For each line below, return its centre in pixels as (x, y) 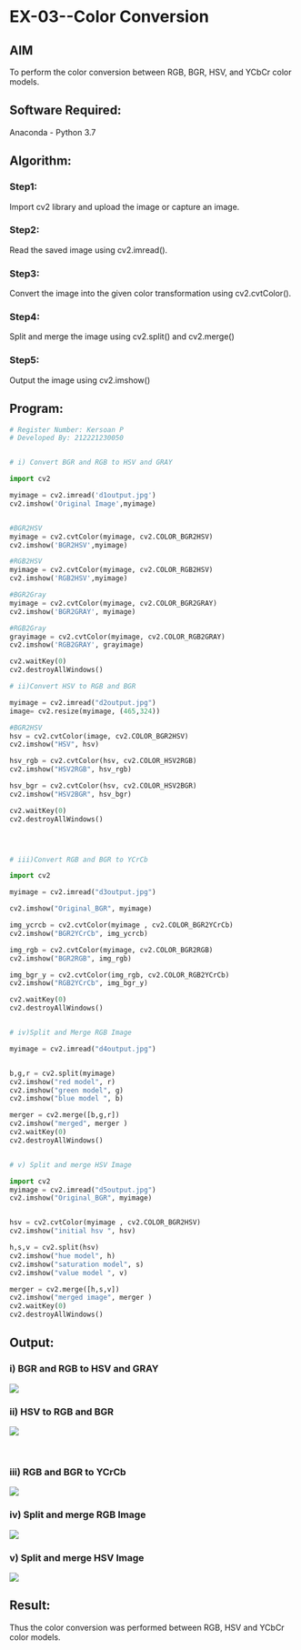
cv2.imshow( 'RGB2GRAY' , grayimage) (77, 645)
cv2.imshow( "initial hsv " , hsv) (73, 1231)
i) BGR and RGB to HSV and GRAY (84, 1369)
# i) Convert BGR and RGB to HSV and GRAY (91, 463)
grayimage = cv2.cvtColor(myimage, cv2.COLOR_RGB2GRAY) (117, 637)
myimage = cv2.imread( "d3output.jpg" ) (83, 892)
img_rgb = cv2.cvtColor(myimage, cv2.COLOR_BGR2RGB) (111, 950)
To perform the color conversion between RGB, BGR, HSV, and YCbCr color (151, 72)
